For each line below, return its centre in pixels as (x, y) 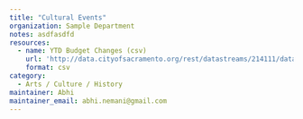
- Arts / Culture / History (70, 84)
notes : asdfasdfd (42, 34)
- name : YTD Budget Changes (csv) (82, 51)
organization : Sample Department (72, 26)
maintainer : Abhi (42, 92)
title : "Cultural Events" (58, 17)
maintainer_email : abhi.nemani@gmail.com (88, 101)
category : (28, 76)
